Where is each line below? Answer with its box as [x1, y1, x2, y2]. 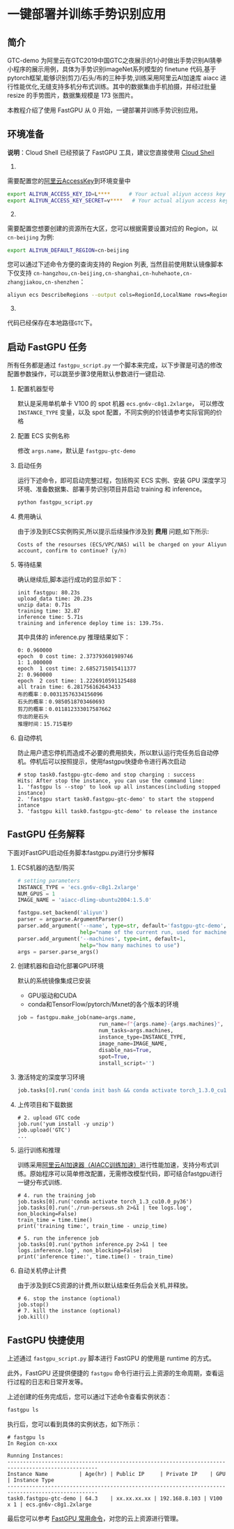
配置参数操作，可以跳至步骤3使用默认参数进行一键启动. [7, 370, 166, 378]
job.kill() [17, 1314, 49, 1321]
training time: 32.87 [17, 608, 80, 615]
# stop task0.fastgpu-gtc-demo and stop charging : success [17, 771, 196, 778]
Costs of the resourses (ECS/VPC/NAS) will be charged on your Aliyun [17, 541, 227, 548]
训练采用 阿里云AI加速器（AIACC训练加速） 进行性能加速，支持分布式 [17, 1161, 214, 1169]
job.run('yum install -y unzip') [17, 1120, 115, 1128]
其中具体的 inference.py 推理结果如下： [17, 633, 131, 641]
